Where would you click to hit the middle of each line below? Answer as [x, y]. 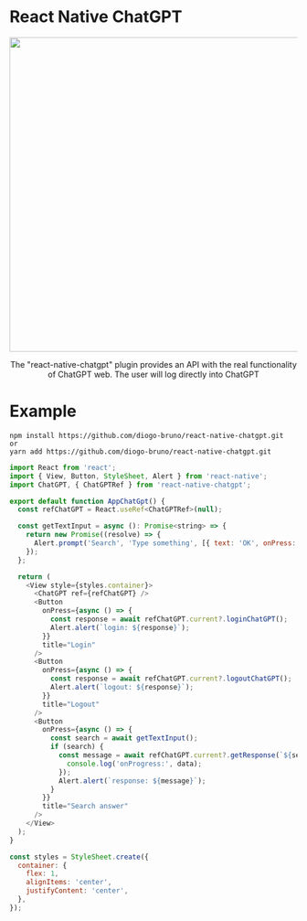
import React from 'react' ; [63, 467]
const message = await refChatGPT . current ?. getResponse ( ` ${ [175, 755]
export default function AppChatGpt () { [88, 501]
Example [43, 411]
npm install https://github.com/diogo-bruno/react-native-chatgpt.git [147, 435]
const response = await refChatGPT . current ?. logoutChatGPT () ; [171, 679]
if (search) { [77, 747]
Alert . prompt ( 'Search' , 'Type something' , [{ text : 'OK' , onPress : [165, 543]
